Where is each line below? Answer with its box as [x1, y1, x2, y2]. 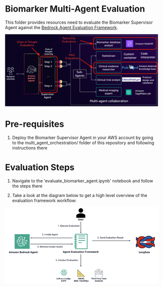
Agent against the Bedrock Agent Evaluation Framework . [5, 24, 118, 30]
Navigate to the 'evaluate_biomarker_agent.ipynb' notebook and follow [12, 178, 153, 184]
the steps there [12, 183, 43, 189]
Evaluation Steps [5, 162, 75, 173]
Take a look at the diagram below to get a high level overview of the [12, 193, 147, 198]
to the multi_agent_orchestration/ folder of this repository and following [12, 140, 154, 146]
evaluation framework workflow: [12, 197, 77, 204]
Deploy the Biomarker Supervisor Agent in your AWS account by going [12, 135, 154, 141]
